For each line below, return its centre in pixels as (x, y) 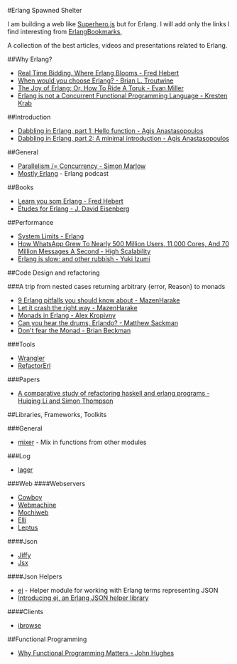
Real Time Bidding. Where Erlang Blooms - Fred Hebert (98, 73)
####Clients (26, 612)
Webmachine (37, 505)
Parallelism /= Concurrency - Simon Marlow (82, 166)
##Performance (31, 222)
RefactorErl (34, 365)
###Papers (24, 379)
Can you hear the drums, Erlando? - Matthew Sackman (98, 323)
